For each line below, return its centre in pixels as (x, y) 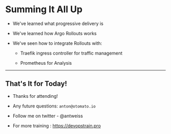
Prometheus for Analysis (46, 63)
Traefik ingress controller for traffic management (71, 53)
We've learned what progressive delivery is (58, 23)
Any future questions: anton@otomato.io (54, 106)
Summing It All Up (44, 9)
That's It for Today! (36, 84)
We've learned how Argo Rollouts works (54, 33)
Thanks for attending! (35, 96)
